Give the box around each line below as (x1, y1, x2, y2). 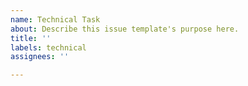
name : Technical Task (10, 14, 101, 25)
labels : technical (10, 42, 87, 53)
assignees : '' (10, 52, 70, 62)
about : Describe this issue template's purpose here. (10, 24, 240, 34)
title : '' (10, 33, 52, 43)
